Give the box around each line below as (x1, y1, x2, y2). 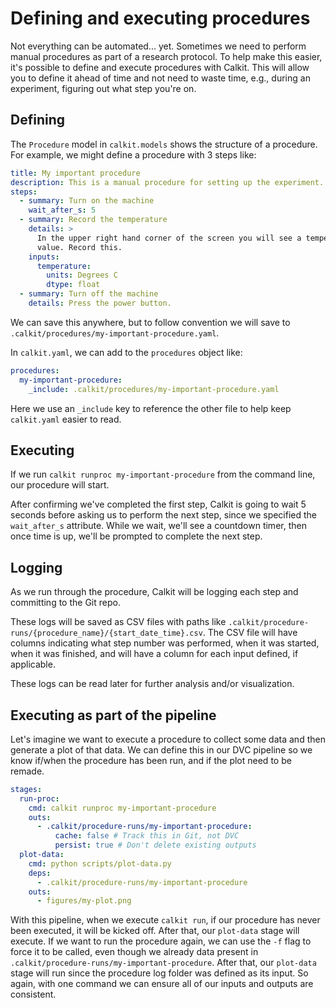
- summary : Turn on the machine (19, 196, 155, 206)
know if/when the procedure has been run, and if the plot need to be (10, 754, 292, 766)
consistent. (10, 988, 57, 1001)
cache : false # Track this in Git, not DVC (54, 831, 240, 841)
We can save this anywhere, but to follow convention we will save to (10, 316, 291, 328)
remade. (10, 765, 45, 777)
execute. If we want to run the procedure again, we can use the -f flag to (10, 935, 312, 947)
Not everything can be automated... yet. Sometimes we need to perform (10, 40, 307, 52)
